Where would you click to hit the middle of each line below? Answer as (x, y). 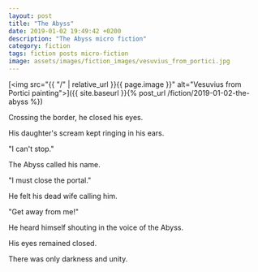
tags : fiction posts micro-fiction (69, 54)
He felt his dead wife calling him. (63, 196)
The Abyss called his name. (54, 164)
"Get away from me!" (44, 211)
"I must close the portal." (50, 180)
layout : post (30, 16)
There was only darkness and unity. (68, 259)
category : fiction (39, 46)
